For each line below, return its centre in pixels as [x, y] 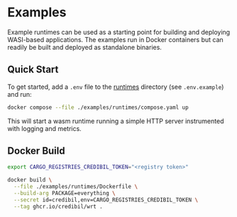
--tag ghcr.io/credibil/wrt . [58, 206]
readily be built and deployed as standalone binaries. [84, 47]
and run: [20, 94]
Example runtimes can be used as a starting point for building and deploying [119, 32]
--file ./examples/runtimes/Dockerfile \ [76, 187]
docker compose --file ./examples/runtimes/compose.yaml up [98, 107]
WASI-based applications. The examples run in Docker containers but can [115, 39]
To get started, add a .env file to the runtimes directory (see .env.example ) [116, 87]
